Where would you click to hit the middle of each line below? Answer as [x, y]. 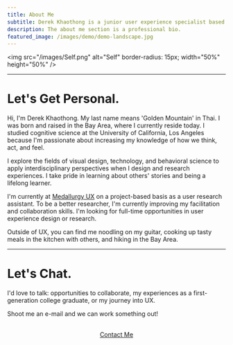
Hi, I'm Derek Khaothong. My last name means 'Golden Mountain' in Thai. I [114, 118]
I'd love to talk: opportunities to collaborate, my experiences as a [100, 293]
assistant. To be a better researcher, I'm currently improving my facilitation [113, 204]
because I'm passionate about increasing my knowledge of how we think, [112, 140]
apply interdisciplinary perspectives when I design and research [99, 168]
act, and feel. [26, 148]
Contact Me [116, 335]
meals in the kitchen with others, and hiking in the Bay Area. [93, 240]
